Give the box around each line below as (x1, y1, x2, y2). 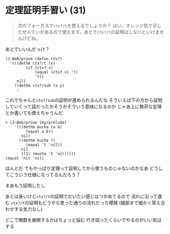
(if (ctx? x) (25, 65, 53, 70)
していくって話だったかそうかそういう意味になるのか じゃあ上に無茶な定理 (5, 103, 162, 110)
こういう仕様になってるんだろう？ (9, 171, 81, 177)
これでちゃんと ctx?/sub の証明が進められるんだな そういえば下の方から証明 (5, 97, 162, 103)
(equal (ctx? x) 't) (35, 69, 79, 74)
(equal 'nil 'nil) (5, 155, 44, 161)
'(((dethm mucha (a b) (14, 124, 62, 129)
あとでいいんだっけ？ (5, 46, 50, 52)
